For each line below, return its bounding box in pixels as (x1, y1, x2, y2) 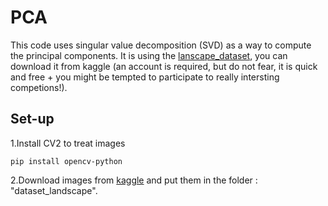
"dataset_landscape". (10, 184, 98, 196)
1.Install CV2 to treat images (10, 137, 126, 149)
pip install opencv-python (10, 156, 123, 166)
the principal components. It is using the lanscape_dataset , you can (10, 49, 288, 61)
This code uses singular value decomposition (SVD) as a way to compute (10, 39, 312, 51)
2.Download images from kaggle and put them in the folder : (10, 174, 258, 186)
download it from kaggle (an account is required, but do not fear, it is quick (10, 60, 318, 72)
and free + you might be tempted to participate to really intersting (10, 71, 280, 83)
